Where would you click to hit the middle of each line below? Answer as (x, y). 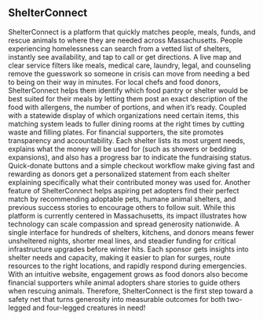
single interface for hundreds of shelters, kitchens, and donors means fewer (131, 232)
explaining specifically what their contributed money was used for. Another (130, 182)
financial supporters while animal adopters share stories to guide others (124, 282)
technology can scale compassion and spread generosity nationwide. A (124, 224)
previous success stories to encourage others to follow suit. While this (122, 207)
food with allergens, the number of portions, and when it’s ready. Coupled (127, 107)
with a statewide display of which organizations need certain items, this (124, 115)
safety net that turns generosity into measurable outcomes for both (117, 299)
